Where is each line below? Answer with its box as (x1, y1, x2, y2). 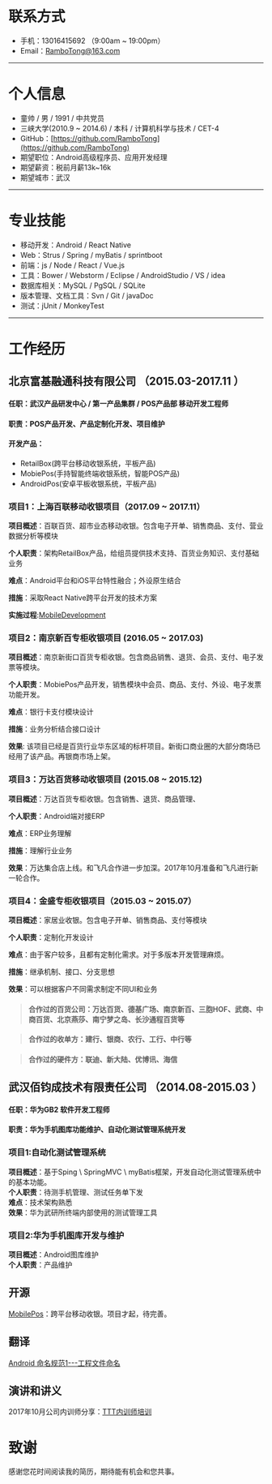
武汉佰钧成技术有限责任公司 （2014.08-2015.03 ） (8, 1080, 263, 1095)
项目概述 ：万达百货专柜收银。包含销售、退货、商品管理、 (8, 794, 200, 804)
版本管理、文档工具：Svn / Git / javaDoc (19, 290, 154, 300)
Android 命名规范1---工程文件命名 (8, 1357, 121, 1367)
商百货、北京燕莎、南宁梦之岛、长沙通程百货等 (28, 1014, 185, 1024)
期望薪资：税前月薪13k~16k (19, 162, 112, 172)
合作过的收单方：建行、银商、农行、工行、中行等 (28, 1035, 192, 1044)
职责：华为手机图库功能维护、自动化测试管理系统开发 (8, 1125, 186, 1134)
